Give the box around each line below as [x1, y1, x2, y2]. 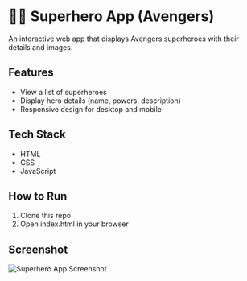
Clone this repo [19, 211, 71, 221]
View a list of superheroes [19, 87, 107, 97]
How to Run [8, 189, 68, 203]
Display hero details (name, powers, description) [19, 96, 181, 105]
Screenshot [8, 242, 68, 256]
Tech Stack [8, 128, 66, 142]
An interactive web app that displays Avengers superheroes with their [8, 34, 239, 43]
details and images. [8, 42, 73, 52]
